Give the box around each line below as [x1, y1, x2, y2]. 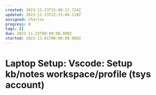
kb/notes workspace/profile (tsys [5, 69, 151, 80]
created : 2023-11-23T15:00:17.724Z [5, 7, 81, 13]
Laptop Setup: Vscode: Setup [5, 58, 133, 69]
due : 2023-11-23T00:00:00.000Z [5, 31, 72, 36]
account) [5, 79, 45, 91]
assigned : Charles [5, 17, 44, 22]
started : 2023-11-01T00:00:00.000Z [5, 36, 81, 41]
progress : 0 [5, 21, 31, 27]
